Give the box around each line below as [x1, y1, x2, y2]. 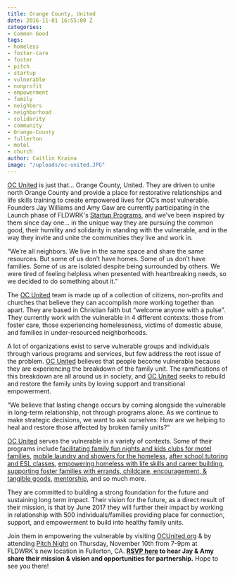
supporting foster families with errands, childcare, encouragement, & [7, 467, 208, 475]
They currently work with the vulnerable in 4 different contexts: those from [7, 313, 224, 321]
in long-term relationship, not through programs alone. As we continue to [7, 408, 219, 417]
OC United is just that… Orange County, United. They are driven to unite [7, 181, 215, 189]
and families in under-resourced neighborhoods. [7, 328, 148, 336]
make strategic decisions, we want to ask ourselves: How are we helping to [7, 415, 225, 424]
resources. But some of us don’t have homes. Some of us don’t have [7, 254, 206, 263]
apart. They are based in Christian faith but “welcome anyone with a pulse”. [7, 305, 226, 314]
